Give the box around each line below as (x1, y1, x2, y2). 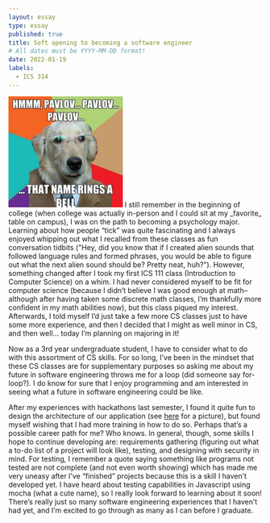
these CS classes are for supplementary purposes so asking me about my (8, 361, 254, 370)
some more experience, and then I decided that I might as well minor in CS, (8, 320, 258, 329)
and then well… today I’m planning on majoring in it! (8, 328, 180, 338)
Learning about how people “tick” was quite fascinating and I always (8, 225, 236, 235)
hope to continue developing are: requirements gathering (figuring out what (8, 437, 260, 446)
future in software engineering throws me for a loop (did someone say (8, 370, 241, 379)
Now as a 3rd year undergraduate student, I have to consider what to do (8, 344, 248, 354)
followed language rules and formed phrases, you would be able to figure (8, 251, 252, 261)
